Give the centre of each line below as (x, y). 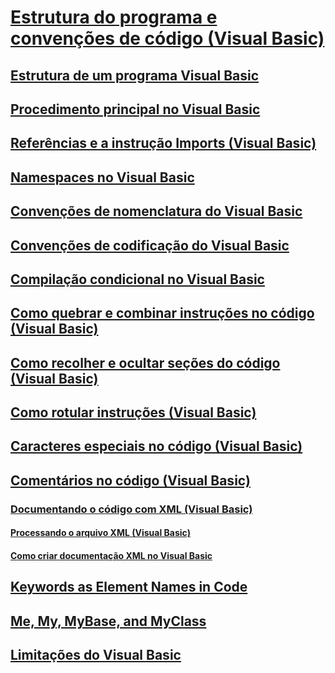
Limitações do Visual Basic (96, 655)
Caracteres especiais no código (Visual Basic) (156, 446)
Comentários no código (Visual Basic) (130, 480)
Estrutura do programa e (114, 17)
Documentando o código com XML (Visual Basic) (131, 509)
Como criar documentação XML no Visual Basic (111, 555)
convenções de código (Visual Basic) (167, 38)
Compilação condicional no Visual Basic (137, 279)
